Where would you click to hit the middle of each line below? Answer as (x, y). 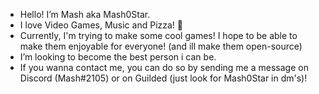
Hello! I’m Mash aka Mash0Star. (85, 14)
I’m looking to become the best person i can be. (118, 57)
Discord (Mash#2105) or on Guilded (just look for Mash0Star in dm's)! (163, 78)
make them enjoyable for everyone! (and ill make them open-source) (161, 46)
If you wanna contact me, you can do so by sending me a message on (164, 67)
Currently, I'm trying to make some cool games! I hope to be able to (158, 35)
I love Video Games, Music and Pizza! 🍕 (101, 25)
